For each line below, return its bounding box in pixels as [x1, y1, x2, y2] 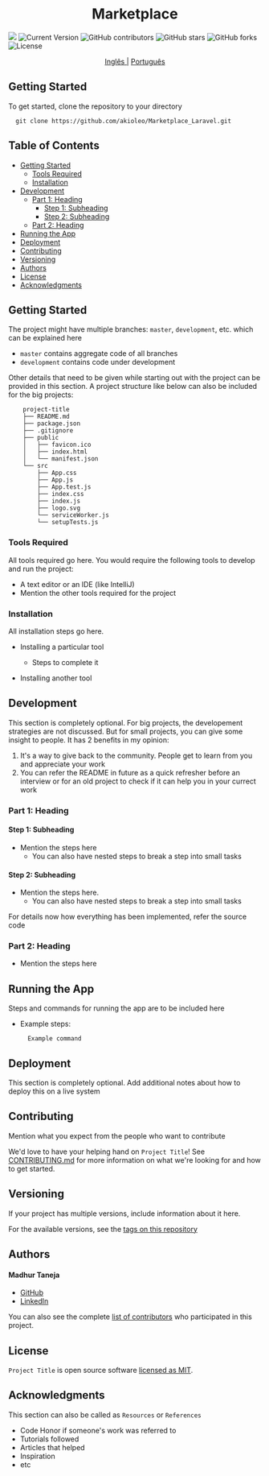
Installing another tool [19, 673, 92, 683]
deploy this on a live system [8, 1086, 100, 1096]
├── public [22, 434, 59, 442]
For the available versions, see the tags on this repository [8, 1224, 198, 1234]
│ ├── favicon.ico [22, 440, 92, 449]
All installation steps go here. [8, 626, 104, 636]
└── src [22, 462, 48, 470]
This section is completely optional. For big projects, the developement [8, 717, 243, 727]
